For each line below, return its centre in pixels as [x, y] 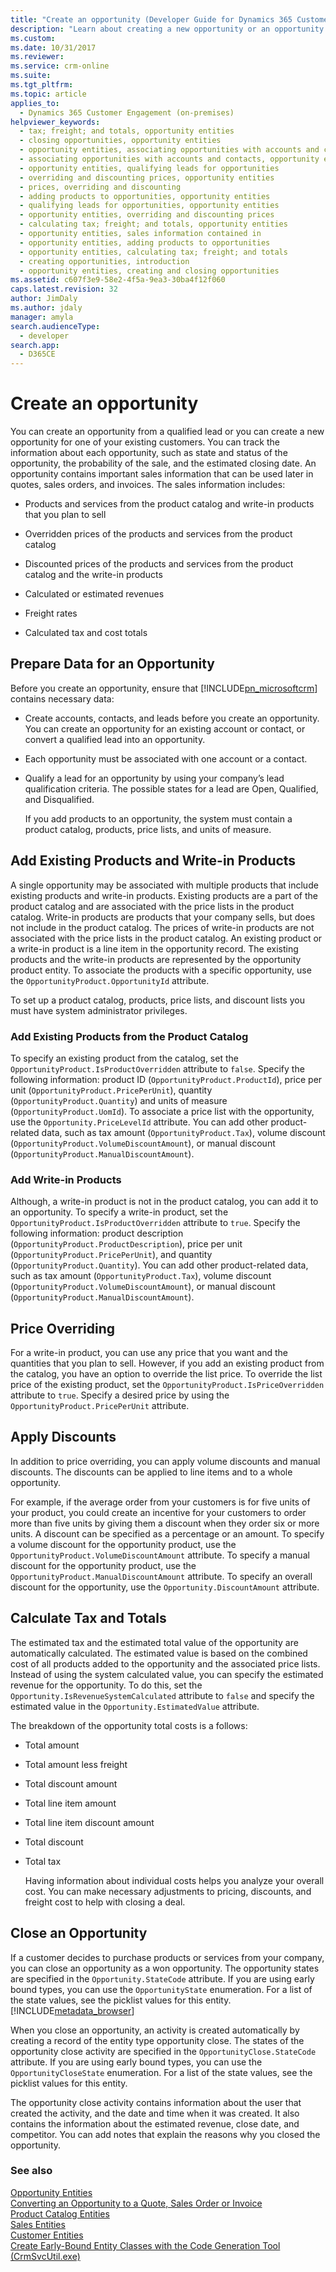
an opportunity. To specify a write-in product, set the [119, 1212]
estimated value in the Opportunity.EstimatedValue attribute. [135, 1706]
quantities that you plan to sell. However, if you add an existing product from [167, 1363]
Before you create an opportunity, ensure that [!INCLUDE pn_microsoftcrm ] [164, 688]
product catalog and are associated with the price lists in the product [152, 906]
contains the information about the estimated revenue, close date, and [155, 2123]
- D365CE [37, 354]
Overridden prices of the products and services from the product [158, 534]
